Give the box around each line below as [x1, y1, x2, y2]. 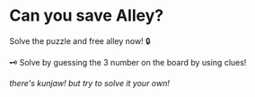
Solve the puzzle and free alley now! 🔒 [9, 35, 151, 46]
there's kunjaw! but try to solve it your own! [9, 77, 171, 88]
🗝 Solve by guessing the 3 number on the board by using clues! [9, 57, 247, 67]
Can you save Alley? [9, 5, 164, 26]
